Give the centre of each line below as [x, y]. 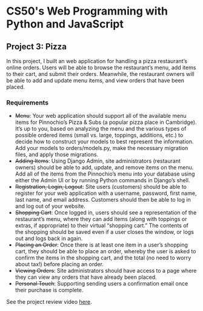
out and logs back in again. [49, 239]
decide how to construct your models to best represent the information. [104, 142]
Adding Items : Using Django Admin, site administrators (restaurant [98, 161]
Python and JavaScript [65, 24]
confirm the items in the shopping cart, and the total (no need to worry [103, 258]
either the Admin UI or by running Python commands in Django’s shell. [102, 180]
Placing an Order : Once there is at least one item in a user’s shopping [101, 245]
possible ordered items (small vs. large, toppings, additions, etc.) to [99, 135]
